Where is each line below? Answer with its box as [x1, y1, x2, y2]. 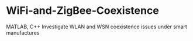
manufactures [6, 29, 40, 36]
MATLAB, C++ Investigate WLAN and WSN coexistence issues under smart [6, 23, 187, 30]
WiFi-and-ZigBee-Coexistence [6, 4, 159, 17]
